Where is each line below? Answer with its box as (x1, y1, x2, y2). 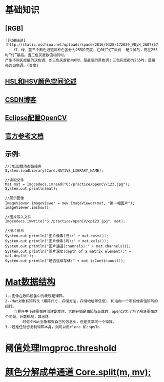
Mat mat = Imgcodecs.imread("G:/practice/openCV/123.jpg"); (5, 182, 130, 187)
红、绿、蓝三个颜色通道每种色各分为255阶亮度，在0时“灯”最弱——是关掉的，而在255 (14, 47, 158, 52)
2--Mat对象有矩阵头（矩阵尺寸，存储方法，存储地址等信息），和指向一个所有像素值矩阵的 (5, 299, 158, 304)
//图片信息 (5, 228, 24, 233)
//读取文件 (5, 178, 24, 183)
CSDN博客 (5, 96, 37, 104)
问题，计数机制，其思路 (8, 314, 49, 320)
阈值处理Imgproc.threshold (5, 342, 117, 354)
